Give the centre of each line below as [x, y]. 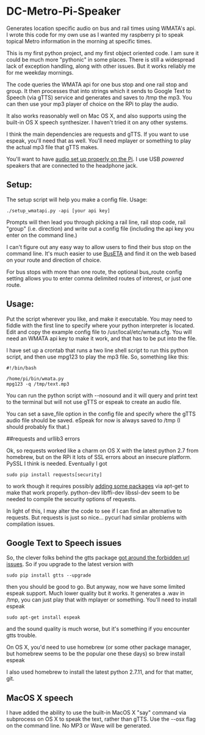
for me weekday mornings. [40, 72]
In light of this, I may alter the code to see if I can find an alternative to [94, 511]
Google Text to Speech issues [64, 543]
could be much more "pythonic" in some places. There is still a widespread [101, 59]
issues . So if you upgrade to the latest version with [70, 564]
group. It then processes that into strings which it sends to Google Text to [99, 91]
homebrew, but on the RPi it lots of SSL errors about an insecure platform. [99, 457]
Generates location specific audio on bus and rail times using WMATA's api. [101, 28]
